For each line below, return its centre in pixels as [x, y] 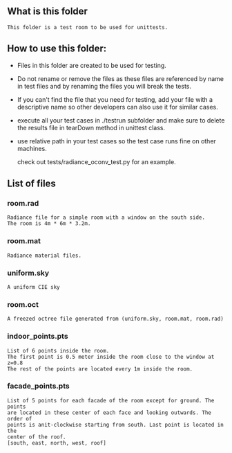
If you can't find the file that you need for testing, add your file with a [115, 99]
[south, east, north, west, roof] [57, 443]
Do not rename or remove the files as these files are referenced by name [120, 78]
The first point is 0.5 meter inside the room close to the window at [111, 357]
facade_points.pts [39, 386]
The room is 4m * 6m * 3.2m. [49, 224]
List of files [32, 184]
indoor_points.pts [38, 337]
